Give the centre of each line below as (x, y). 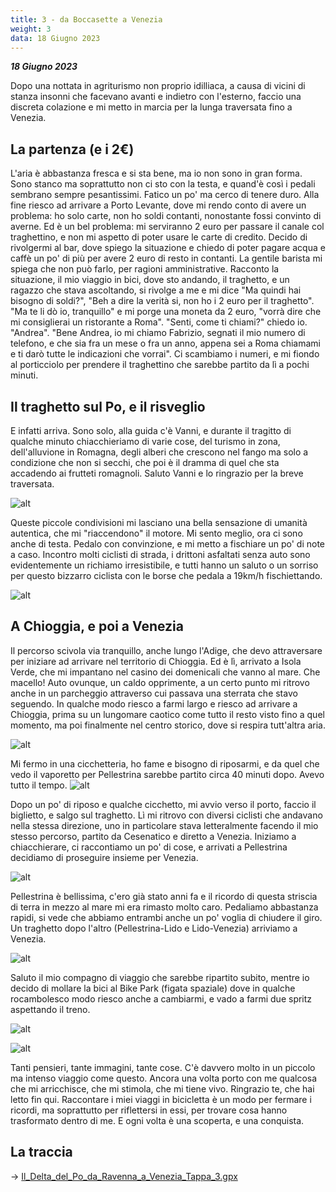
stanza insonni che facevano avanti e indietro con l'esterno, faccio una (156, 97)
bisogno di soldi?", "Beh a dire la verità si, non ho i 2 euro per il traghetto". (162, 301)
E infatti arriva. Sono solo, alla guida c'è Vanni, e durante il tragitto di (151, 430)
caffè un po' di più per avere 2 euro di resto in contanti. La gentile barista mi (166, 258)
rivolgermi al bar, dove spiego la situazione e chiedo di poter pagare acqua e (168, 248)
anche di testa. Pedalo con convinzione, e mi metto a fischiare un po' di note (168, 544)
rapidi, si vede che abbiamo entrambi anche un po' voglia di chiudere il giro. (166, 917)
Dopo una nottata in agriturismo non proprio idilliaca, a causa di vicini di (158, 86)
